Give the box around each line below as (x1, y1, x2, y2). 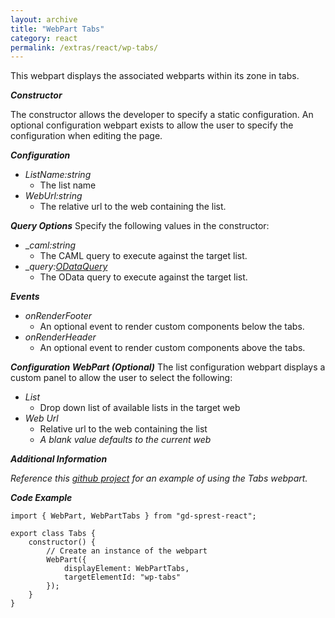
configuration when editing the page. (10, 130, 163, 142)
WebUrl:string (24, 190, 83, 202)
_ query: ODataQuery (24, 261, 108, 273)
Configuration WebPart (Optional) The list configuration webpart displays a (10, 361, 326, 373)
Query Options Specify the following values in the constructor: (10, 220, 270, 232)
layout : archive (10, 14, 78, 25)
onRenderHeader (24, 331, 97, 343)
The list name (39, 179, 97, 191)
